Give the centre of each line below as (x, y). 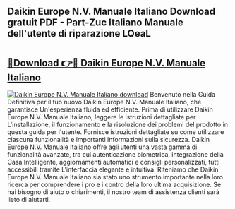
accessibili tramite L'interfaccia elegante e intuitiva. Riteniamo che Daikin (113, 169)
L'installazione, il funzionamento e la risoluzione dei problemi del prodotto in (117, 124)
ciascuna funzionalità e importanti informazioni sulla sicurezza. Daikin (109, 139)
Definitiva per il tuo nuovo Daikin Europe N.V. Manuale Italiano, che (104, 102)
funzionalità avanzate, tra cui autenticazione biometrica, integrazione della (115, 154)
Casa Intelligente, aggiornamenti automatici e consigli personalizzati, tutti (114, 162)
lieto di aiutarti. (29, 199)
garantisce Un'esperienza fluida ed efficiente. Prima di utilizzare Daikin (110, 109)
